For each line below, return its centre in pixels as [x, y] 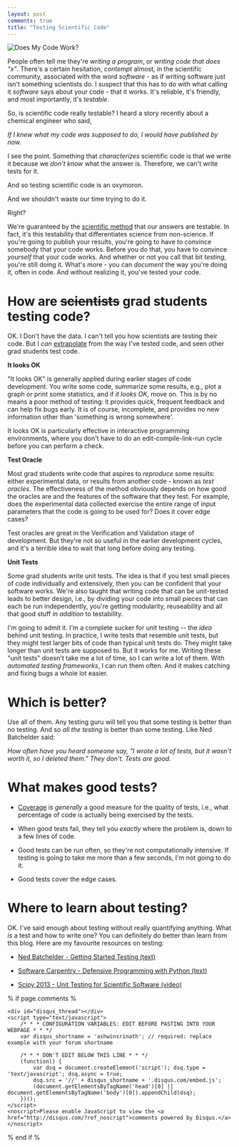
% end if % [24, 1138]
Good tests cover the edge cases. [67, 879]
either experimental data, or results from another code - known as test [111, 481]
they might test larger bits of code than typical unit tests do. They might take [119, 643]
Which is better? [57, 702]
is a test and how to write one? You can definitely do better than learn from [117, 935]
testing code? [49, 316]
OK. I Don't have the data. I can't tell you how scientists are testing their [112, 336]
